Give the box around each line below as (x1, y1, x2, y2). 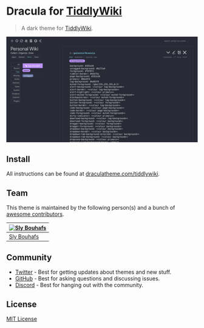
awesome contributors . (6, 210, 64, 218)
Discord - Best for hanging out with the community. (15, 282, 144, 289)
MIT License (6, 315, 38, 323)
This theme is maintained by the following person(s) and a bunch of (6, 204, 175, 212)
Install (6, 154, 30, 164)
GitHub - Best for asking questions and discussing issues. (15, 275, 160, 282)
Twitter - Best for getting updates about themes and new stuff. (15, 268, 172, 276)
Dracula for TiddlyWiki (6, 4, 123, 18)
